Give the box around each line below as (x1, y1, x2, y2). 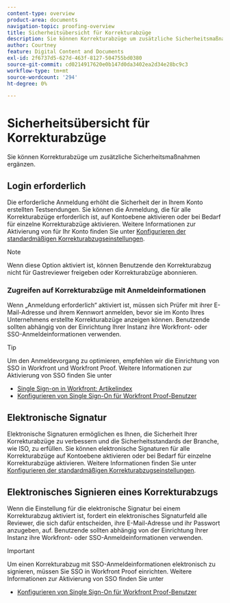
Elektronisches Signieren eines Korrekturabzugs (7, 486, 218, 497)
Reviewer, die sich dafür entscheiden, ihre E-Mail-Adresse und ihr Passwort (7, 519, 220, 527)
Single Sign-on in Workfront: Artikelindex (16, 384, 133, 393)
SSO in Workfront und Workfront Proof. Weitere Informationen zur (7, 364, 192, 372)
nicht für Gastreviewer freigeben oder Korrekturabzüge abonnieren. (7, 269, 198, 276)
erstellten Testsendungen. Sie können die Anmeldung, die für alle (7, 206, 192, 213)
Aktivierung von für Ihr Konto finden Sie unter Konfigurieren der (7, 227, 186, 235)
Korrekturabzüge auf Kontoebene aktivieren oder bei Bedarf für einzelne (7, 452, 212, 460)
